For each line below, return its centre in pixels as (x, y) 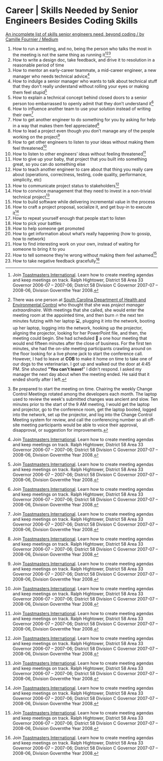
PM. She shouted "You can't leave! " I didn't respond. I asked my (77, 369)
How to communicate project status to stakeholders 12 (66, 185)
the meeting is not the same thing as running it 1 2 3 (62, 54)
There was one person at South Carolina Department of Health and (79, 300)
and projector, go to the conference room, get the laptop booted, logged (84, 409)
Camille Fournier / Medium (32, 39)
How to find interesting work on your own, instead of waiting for (76, 244)
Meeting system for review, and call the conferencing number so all (80, 420)
